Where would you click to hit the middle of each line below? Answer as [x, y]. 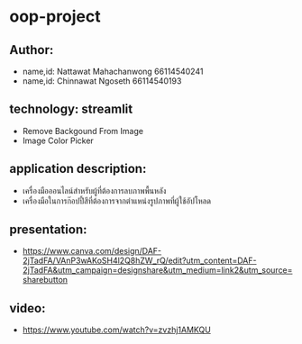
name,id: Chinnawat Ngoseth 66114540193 [102, 81]
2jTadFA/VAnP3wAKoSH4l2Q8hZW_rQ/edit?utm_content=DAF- [139, 261]
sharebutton [45, 280]
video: [27, 308]
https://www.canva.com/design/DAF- [92, 251]
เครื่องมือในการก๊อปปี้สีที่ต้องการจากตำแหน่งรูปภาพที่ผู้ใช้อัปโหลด [117, 201]
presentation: [48, 230]
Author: [32, 50]
